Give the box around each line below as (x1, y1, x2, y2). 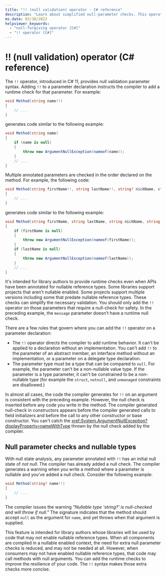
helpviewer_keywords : (5, 21, 50, 26)
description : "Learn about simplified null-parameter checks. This (5, 12, 147, 17)
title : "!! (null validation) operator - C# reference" (5, 7, 123, 12)
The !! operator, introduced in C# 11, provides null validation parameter (5, 78, 150, 84)
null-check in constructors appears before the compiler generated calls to (5, 407, 156, 413)
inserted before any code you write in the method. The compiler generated (5, 402, 157, 408)
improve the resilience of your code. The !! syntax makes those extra (5, 561, 147, 567)
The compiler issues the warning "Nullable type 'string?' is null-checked (5, 504, 152, 510)
